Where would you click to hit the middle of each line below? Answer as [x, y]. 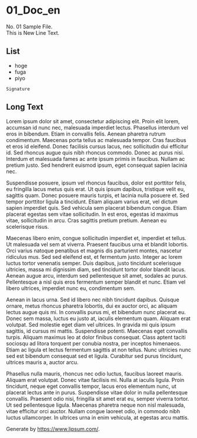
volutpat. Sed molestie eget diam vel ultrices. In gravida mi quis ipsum [91, 324]
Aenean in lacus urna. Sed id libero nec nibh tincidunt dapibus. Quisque [93, 299]
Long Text [25, 107]
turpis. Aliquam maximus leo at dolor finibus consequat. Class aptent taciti [96, 337]
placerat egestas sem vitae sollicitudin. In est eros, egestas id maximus [92, 214]
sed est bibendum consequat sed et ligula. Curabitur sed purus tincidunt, [95, 356]
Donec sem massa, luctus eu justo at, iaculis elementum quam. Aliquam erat [98, 318]
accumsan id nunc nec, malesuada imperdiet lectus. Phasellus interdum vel [97, 127]
